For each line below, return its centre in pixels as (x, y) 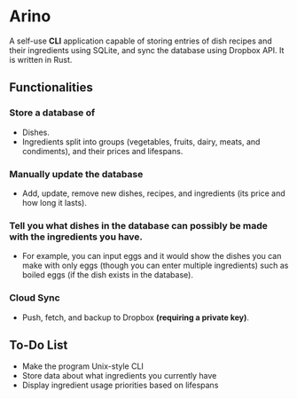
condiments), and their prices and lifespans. (102, 151)
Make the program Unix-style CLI (83, 366)
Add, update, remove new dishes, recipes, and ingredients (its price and (153, 193)
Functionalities (51, 87)
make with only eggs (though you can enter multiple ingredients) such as (155, 266)
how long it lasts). (54, 202)
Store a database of (52, 113)
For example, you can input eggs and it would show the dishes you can (152, 256)
